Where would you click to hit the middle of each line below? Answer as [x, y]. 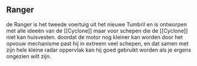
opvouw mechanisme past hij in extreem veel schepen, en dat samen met [97, 43]
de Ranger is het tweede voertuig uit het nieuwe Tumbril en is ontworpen [97, 24]
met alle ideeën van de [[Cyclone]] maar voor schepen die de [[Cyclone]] [97, 31]
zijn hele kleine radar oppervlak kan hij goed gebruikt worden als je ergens [99, 50]
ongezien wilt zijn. [29, 56]
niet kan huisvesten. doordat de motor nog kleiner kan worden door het [95, 37]
